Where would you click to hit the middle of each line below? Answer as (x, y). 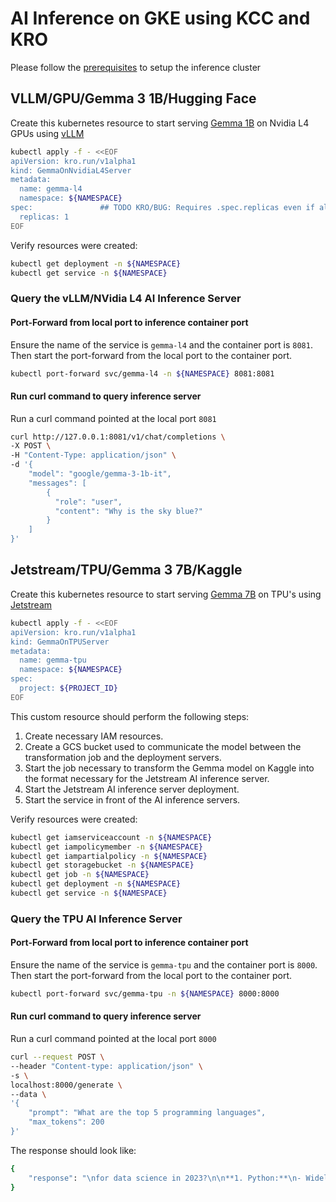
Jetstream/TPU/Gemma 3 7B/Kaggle (126, 570)
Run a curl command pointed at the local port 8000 (113, 1039)
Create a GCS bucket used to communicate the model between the (163, 746)
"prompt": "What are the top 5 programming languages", (147, 1113)
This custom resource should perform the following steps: (130, 716)
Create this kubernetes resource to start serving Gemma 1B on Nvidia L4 (160, 123)
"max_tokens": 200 (66, 1122)
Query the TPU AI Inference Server (96, 919)
